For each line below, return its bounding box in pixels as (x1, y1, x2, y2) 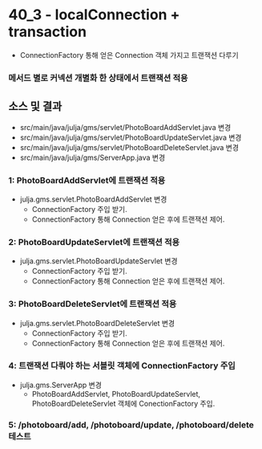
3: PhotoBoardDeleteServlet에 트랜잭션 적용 (8, 299, 177, 310)
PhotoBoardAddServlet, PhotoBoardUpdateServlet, (31, 389, 201, 398)
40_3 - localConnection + (8, 6, 180, 24)
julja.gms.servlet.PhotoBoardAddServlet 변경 (19, 194, 167, 204)
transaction (8, 22, 87, 41)
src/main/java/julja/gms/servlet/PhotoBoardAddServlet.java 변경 (19, 122, 232, 132)
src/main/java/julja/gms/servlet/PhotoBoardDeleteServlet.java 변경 (19, 142, 239, 152)
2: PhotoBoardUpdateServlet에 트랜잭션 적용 (8, 236, 180, 247)
